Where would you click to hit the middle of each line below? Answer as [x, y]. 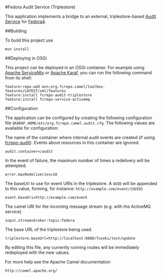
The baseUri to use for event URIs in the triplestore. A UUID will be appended [81, 183]
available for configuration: [32, 128]
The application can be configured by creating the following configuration [79, 118]
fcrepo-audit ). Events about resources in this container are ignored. [72, 143]
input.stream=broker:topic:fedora [40, 220]
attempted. [16, 166]
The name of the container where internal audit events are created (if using [80, 137]
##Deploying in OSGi [26, 58]
